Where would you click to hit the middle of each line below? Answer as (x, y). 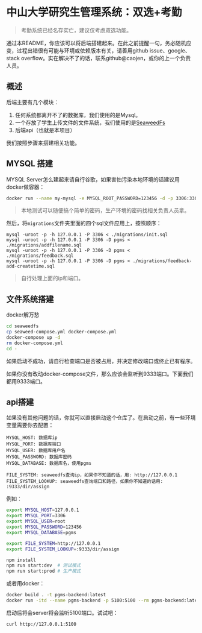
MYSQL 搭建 (29, 164)
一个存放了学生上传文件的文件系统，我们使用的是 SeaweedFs (90, 122)
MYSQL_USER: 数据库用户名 (36, 451)
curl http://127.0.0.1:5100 (41, 624)
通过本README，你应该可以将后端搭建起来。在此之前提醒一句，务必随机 (96, 43)
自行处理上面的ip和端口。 (52, 279)
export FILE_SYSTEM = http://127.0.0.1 (54, 543)
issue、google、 (170, 50)
